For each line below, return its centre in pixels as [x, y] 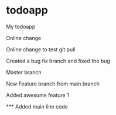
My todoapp [21, 27]
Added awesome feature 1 [37, 95]
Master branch [24, 72]
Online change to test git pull [41, 49]
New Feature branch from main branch [53, 84]
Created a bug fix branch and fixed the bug [58, 61]
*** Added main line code [37, 106]
